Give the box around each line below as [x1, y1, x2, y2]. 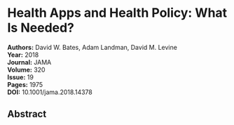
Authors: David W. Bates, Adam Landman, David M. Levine [7, 43, 177, 51]
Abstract [7, 108, 47, 120]
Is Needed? [7, 20, 75, 36]
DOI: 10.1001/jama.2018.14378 [7, 88, 92, 96]
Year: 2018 [7, 51, 39, 59]
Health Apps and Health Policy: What [7, 5, 228, 21]
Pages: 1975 [7, 80, 43, 88]
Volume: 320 [7, 65, 46, 74]
